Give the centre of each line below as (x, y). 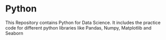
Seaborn (14, 33)
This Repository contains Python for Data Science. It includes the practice (83, 22)
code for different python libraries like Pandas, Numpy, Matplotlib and (78, 27)
